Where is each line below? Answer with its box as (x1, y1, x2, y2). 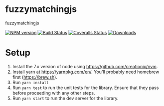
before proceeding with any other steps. (12, 90, 95, 96)
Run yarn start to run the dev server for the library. (12, 95, 119, 101)
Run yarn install (12, 79, 49, 85)
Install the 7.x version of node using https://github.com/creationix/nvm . (12, 63, 158, 69)
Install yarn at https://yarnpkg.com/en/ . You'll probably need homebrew (12, 69, 160, 75)
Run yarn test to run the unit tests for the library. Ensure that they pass (12, 85, 159, 91)
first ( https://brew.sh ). (12, 74, 57, 80)
